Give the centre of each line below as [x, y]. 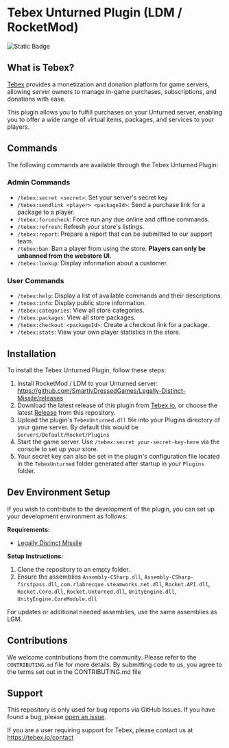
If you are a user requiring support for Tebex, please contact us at [100, 730]
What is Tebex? [41, 68]
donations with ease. [37, 99]
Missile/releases [40, 398]
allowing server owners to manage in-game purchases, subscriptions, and [112, 91]
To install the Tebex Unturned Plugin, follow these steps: [87, 370]
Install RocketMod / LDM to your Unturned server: [87, 383]
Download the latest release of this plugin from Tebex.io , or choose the [117, 405]
